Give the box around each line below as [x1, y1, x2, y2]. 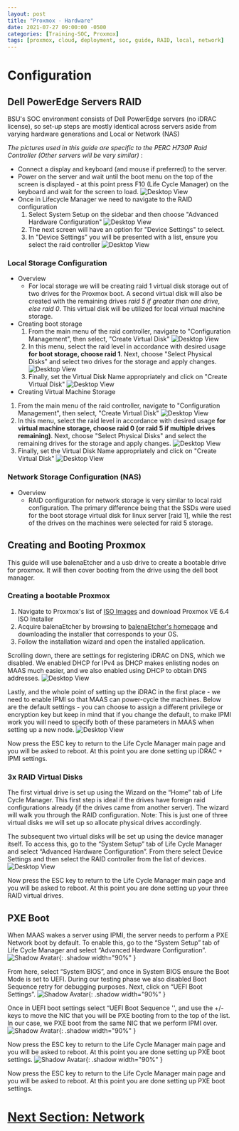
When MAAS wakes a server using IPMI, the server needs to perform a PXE [7, 930, 229, 939]
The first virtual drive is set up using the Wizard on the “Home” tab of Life [7, 788, 223, 797]
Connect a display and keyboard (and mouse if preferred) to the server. [17, 165, 228, 174]
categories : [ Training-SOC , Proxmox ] [7, 30, 119, 38]
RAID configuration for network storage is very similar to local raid [28, 496, 222, 504]
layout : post [7, 10, 46, 18]
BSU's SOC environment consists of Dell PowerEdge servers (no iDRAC [7, 115, 217, 123]
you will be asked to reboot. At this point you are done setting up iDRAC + [7, 746, 223, 755]
